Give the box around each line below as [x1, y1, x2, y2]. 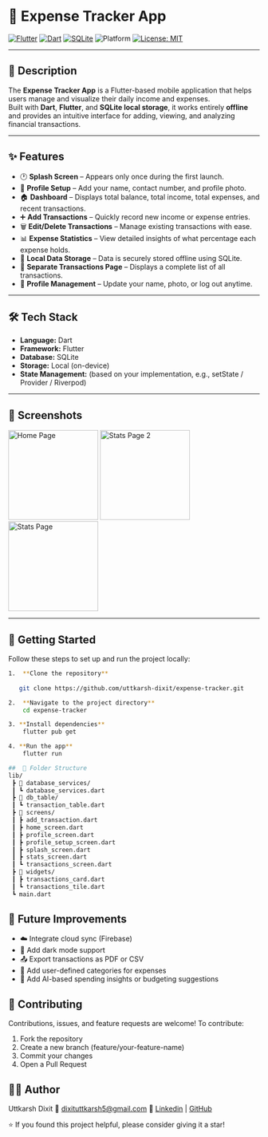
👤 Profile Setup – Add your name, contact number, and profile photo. [19, 183, 247, 192]
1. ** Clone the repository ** [8, 669, 109, 677]
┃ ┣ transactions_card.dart [11, 875, 105, 883]
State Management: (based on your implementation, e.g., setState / [19, 369, 244, 379]
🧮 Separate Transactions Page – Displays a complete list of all [19, 262, 226, 271]
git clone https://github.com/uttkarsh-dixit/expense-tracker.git [18, 684, 245, 693]
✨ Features [8, 150, 65, 164]
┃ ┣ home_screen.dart [11, 823, 84, 831]
